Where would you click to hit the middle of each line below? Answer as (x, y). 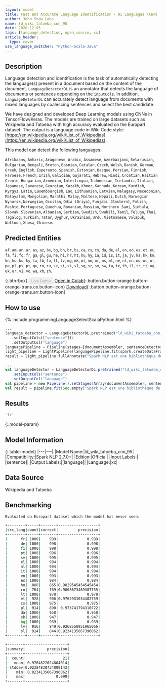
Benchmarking (28, 505)
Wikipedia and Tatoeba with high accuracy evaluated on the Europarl (75, 124)
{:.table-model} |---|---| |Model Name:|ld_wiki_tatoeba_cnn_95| (70, 451)
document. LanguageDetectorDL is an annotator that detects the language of (82, 89)
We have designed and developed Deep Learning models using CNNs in (79, 114)
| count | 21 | (37, 658)
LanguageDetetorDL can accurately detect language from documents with (79, 99)
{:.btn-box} (17, 281)
